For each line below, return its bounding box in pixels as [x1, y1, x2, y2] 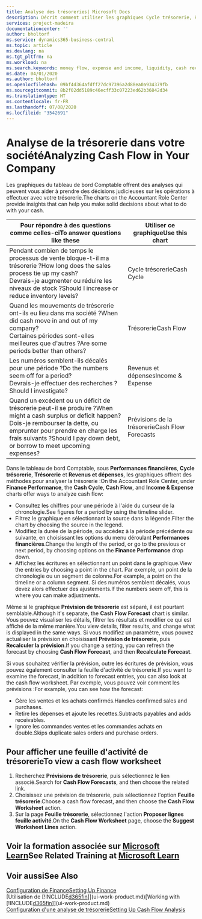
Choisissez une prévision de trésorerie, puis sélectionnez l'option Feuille [14, 791, 195, 799]
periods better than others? [9, 347, 87, 355]
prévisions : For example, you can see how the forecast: [6, 686, 143, 693]
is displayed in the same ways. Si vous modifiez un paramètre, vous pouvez [6, 629, 194, 636]
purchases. [14, 704, 43, 711]
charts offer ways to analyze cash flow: [6, 490, 104, 497]
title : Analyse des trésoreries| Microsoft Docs [6, 8, 130, 15]
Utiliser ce [145, 221, 176, 230]
